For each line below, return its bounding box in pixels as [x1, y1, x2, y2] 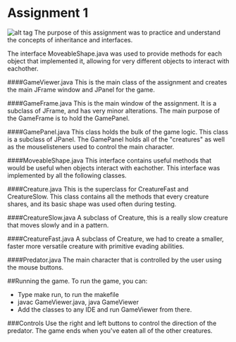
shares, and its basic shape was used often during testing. [7, 199, 177, 208]
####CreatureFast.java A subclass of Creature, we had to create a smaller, [7, 234, 224, 243]
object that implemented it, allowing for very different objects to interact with [7, 56, 230, 65]
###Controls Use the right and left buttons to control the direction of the [7, 319, 217, 327]
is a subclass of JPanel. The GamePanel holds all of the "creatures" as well [7, 135, 225, 144]
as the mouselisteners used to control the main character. [7, 142, 175, 151]
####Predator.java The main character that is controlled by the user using [7, 255, 222, 264]
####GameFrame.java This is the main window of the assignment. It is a [7, 99, 217, 107]
